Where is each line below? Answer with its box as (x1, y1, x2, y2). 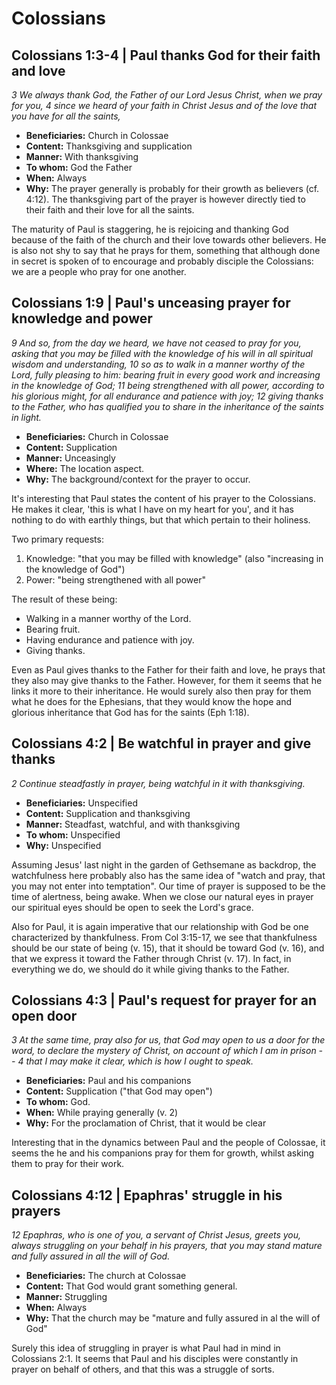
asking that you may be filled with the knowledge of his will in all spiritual (11, 347, 313, 359)
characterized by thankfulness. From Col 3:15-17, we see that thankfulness (11, 931, 318, 943)
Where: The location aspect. (25, 462, 145, 474)
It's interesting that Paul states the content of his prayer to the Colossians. (11, 492, 317, 504)
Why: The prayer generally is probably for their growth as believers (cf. (25, 183, 320, 194)
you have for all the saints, (11, 110, 121, 122)
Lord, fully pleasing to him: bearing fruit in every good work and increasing (11, 368, 321, 381)
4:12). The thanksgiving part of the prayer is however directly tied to (25, 193, 306, 205)
